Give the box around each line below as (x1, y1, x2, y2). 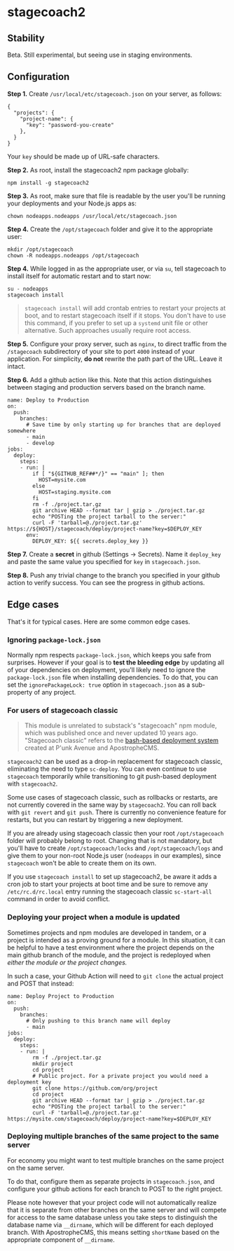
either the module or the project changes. (7, 958, 128, 966)
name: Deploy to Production (7, 397, 90, 404)
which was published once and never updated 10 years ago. (24, 729, 198, 737)
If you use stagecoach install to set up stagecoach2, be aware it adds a (7, 873, 217, 881)
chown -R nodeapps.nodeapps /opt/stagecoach (7, 252, 139, 259)
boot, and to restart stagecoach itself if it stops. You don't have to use (24, 311, 226, 320)
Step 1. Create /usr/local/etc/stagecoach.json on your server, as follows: (7, 89, 222, 98)
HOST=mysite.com (38, 476, 86, 484)
